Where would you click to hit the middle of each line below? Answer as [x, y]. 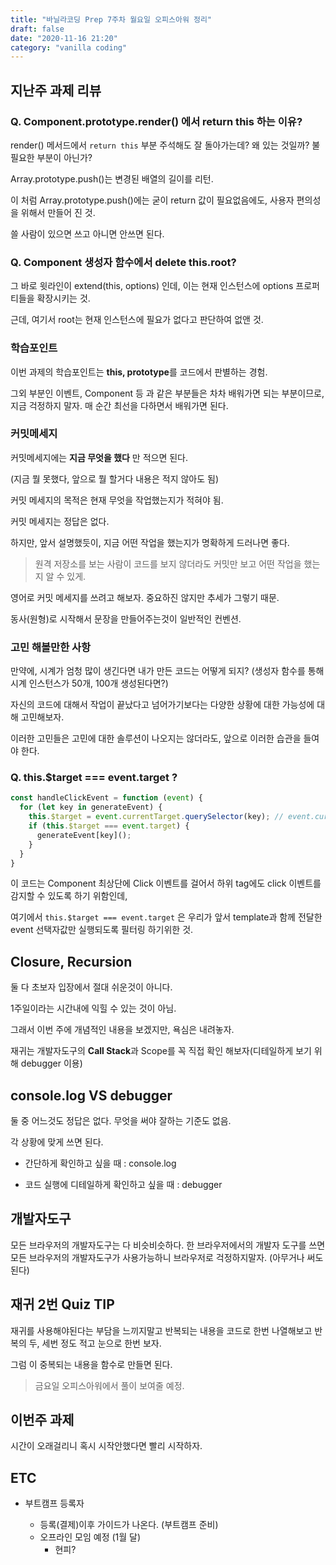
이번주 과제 [42, 1420]
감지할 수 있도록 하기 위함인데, [69, 896]
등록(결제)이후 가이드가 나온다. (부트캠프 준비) [129, 1525]
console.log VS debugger [91, 1095]
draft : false [37, 29]
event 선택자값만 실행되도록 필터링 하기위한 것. [102, 930]
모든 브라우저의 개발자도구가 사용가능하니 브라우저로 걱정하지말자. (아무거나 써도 [167, 1257]
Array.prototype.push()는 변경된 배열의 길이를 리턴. [112, 178]
